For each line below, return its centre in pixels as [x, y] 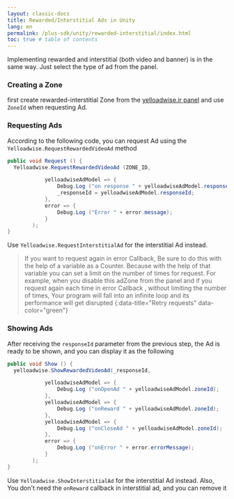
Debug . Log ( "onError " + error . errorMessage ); [126, 448]
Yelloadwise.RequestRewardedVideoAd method [72, 148]
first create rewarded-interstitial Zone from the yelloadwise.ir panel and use [116, 100]
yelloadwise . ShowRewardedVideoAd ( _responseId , [82, 370]
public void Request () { [45, 161]
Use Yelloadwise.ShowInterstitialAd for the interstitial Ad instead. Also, [111, 480]
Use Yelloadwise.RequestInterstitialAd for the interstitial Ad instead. [107, 245]
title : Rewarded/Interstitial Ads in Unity [71, 20]
